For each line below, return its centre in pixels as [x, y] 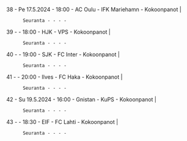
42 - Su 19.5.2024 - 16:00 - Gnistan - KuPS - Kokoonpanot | [82, 99]
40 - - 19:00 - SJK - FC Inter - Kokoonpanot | [63, 54]
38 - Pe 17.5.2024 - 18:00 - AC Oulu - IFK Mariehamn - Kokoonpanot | [94, 9]
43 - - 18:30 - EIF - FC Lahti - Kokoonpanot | [62, 122]
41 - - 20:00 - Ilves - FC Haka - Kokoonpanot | [64, 77]
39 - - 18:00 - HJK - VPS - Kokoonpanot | [59, 32]
